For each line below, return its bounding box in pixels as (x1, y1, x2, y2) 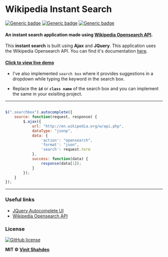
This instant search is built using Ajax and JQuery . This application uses (5, 43, 156, 49)
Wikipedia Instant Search (5, 4, 112, 15)
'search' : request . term (40, 147, 91, 152)
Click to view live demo (5, 59, 54, 66)
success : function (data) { (31, 156, 88, 161)
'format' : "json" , (40, 142, 79, 147)
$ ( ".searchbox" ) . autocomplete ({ (5, 110, 72, 115)
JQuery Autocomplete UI (12, 207, 64, 213)
